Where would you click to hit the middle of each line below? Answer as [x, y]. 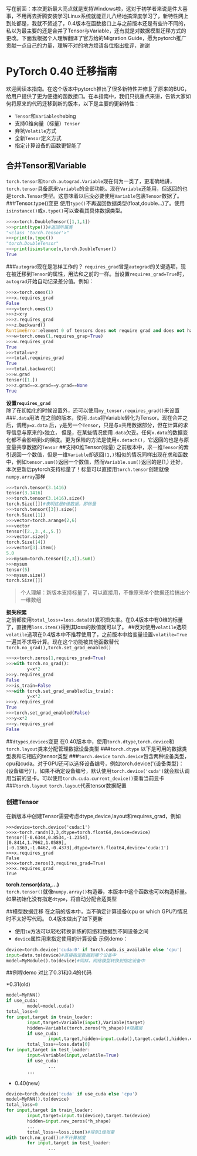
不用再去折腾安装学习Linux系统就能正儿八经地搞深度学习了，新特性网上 [102, 16]
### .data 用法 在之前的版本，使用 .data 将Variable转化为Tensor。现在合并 [94, 417]
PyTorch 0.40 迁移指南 [62, 72]
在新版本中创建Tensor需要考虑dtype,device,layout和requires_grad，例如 [94, 816]
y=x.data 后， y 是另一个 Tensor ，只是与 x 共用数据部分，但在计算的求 [108, 425]
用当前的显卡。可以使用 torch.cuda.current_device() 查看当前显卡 [85, 778]
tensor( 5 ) [18, 570]
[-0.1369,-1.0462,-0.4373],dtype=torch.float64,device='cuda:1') [87, 848]
